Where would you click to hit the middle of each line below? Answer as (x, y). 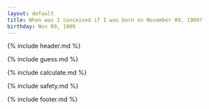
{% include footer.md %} (43, 99)
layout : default (30, 13)
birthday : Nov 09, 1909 (42, 26)
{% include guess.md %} (43, 59)
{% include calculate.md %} (47, 72)
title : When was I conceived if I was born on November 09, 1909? (105, 20)
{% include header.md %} (44, 46)
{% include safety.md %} (43, 86)
